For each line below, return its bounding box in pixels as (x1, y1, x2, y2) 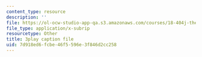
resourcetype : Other (6, 31, 58, 37)
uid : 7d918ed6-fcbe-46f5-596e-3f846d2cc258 (6, 42, 117, 48)
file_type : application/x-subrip (6, 25, 90, 31)
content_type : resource (6, 8, 66, 15)
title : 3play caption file (6, 36, 74, 42)
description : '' (6, 14, 47, 20)
